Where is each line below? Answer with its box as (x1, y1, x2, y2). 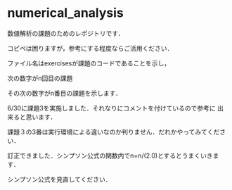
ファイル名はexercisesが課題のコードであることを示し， (7, 58, 171, 68)
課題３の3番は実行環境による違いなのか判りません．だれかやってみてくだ (7, 127, 220, 136)
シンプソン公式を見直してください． (7, 175, 112, 184)
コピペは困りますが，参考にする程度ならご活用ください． (7, 44, 174, 52)
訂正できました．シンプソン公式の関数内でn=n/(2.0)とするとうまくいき (7, 151, 213, 160)
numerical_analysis (7, 5, 124, 21)
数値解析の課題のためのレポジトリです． (7, 29, 124, 37)
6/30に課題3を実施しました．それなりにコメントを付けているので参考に (7, 103, 216, 112)
